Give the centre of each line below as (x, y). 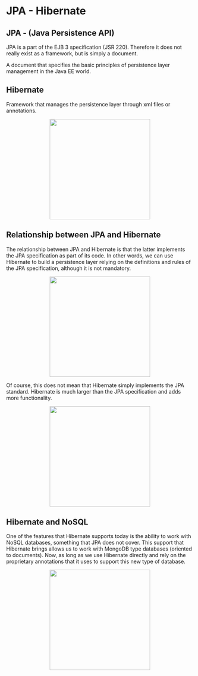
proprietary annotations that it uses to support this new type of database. (96, 562)
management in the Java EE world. (48, 71)
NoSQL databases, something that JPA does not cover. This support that (95, 543)
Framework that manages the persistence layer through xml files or (88, 104)
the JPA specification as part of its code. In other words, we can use (90, 255)
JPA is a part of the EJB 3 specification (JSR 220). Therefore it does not (94, 47)
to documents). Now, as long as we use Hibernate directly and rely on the (96, 555)
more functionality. (29, 398)
